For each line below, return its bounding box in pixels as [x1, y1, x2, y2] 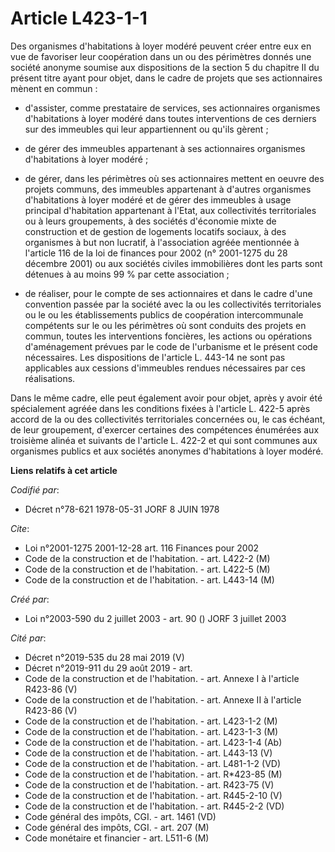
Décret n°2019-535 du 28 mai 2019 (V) [24, 651, 185, 663]
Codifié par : [10, 483, 60, 496]
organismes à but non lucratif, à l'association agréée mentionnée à [24, 236, 300, 248]
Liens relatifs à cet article [10, 464, 118, 476]
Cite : [10, 522, 30, 534]
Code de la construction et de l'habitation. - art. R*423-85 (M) [24, 768, 283, 780]
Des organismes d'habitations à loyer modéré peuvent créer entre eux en [10, 40, 312, 52]
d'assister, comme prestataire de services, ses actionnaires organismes [24, 102, 321, 114]
